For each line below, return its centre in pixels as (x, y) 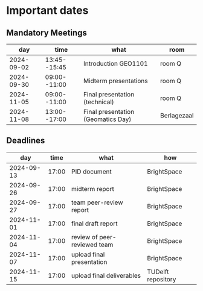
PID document (92, 171)
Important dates (47, 11)
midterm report (93, 189)
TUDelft (158, 272)
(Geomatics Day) (108, 119)
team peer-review (97, 202)
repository (162, 279)
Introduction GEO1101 (116, 64)
